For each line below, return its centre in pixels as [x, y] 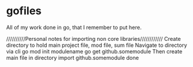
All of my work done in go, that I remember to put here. [74, 27]
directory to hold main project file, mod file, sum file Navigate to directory [97, 45]
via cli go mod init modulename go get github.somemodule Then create [94, 51]
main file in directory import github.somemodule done [73, 58]
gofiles [24, 11]
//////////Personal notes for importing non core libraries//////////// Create [94, 39]
